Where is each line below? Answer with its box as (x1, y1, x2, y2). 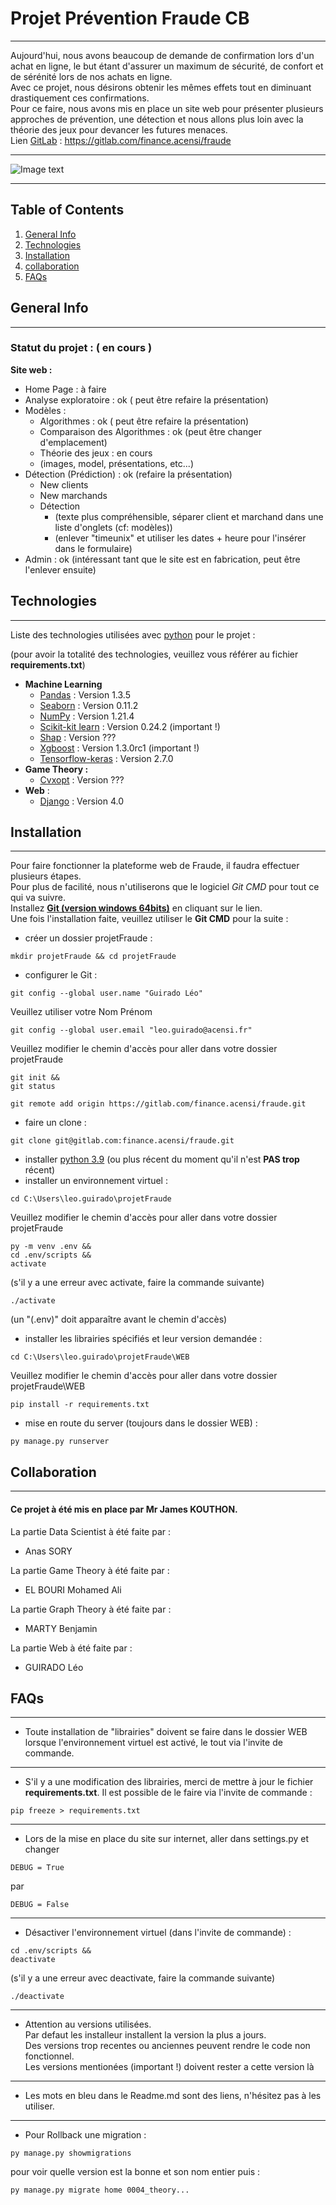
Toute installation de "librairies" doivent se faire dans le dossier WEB (24, 1726, 308, 1738)
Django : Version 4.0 (39, 795, 124, 807)
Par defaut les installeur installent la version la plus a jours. (24, 2029, 267, 2041)
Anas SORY (24, 1545, 73, 1557)
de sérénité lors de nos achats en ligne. (10, 70, 173, 82)
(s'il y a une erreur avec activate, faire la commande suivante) (10, 1277, 265, 1289)
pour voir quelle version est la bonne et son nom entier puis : (10, 2166, 261, 2178)
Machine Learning (24, 678, 103, 690)
